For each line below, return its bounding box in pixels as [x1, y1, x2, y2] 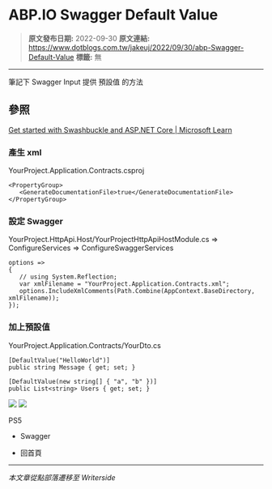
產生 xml [8, 147, 42, 158]
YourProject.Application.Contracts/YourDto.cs [8, 340, 162, 350]
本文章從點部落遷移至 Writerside [8, 472, 116, 483]
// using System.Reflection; [19, 273, 117, 281]
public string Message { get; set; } [8, 363, 136, 372]
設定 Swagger [8, 215, 63, 227]
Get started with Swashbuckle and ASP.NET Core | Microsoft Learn [8, 125, 232, 134]
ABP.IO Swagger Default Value [8, 6, 219, 24]
